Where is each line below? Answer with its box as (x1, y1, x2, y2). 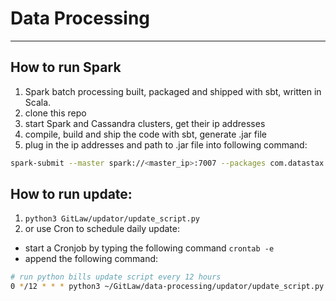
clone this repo (24, 107, 87, 119)
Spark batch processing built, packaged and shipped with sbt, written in (24, 85, 322, 97)
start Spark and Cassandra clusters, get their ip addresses (24, 117, 266, 129)
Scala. (24, 96, 52, 108)
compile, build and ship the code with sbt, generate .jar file (24, 128, 267, 140)
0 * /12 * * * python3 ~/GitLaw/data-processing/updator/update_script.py (10, 282, 325, 292)
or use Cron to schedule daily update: (24, 223, 180, 235)
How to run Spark (10, 59, 122, 76)
